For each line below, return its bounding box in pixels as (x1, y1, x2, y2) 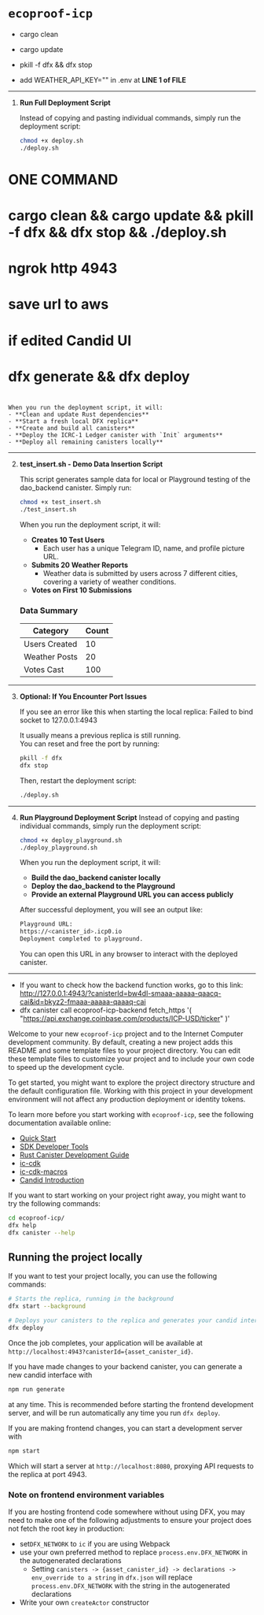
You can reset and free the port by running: (19, 739, 159, 748)
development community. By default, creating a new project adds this (8, 1038, 233, 1047)
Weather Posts (23, 652, 79, 663)
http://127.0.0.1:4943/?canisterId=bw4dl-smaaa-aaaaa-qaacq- (19, 989, 222, 998)
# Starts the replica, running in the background (8, 1295, 174, 1303)
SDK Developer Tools (19, 1142, 89, 1152)
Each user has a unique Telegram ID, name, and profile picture (42, 543, 245, 553)
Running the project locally (8, 1251, 143, 1264)
